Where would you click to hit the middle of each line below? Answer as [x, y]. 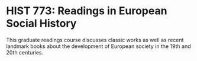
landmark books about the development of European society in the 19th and [98, 46]
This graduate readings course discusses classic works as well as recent [95, 40]
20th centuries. [25, 52]
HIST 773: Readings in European [87, 11]
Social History [41, 23]
